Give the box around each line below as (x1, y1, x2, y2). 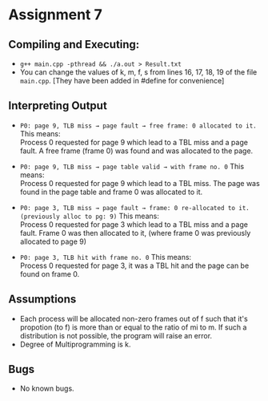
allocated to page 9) (19, 237, 86, 246)
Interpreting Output (8, 99, 108, 113)
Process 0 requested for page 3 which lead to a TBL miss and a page (19, 219, 248, 229)
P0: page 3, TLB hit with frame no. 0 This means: (19, 252, 192, 261)
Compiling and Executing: (8, 38, 140, 51)
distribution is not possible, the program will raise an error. (19, 330, 213, 340)
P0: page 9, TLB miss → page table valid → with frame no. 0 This (19, 161, 245, 171)
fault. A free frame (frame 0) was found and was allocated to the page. (19, 146, 254, 156)
